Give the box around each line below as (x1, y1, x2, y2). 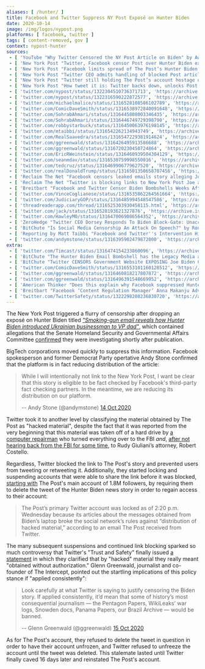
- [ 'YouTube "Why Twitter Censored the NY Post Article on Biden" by (9, 54, 192, 61)
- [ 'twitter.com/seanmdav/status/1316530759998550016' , (9, 157, 157, 163)
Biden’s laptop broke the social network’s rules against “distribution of (21, 517, 197, 525)
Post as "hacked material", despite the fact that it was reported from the (6, 423, 187, 430)
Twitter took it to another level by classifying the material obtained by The (6, 416, 191, 423)
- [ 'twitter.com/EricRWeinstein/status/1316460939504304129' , (9, 151, 173, 157)
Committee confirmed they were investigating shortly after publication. (6, 336, 184, 343)
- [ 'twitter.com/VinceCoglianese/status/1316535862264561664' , (9, 191, 176, 197)
